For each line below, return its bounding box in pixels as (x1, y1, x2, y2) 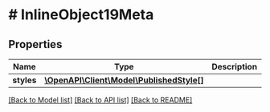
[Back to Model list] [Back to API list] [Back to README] (8, 95, 193, 105)
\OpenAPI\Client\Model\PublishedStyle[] (43, 74, 204, 86)
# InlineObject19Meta (8, 6, 154, 24)
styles (12, 74, 37, 86)
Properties (8, 38, 63, 51)
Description (211, 62, 258, 72)
